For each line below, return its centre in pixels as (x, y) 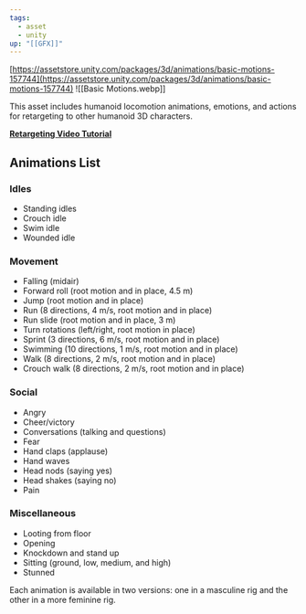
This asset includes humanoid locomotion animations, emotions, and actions (153, 107)
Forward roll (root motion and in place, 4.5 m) (108, 291)
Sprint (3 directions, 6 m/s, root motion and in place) (121, 340)
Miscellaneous (42, 513)
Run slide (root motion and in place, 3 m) (99, 320)
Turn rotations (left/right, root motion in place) (109, 330)
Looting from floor (57, 533)
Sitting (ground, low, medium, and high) (97, 562)
